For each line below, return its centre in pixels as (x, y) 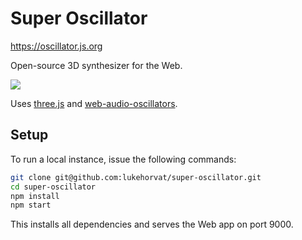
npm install (35, 196)
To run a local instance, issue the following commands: (123, 159)
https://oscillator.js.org (56, 46)
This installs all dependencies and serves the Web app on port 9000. (152, 224)
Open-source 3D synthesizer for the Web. (96, 65)
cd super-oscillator (53, 187)
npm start (31, 205)
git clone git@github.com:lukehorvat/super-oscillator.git (136, 177)
